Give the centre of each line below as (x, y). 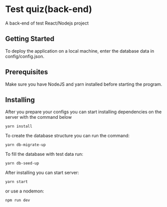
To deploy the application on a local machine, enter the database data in (80, 51)
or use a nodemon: (25, 191)
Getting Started (30, 39)
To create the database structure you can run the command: (67, 136)
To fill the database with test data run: (44, 154)
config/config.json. (25, 56)
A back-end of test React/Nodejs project (47, 23)
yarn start (17, 182)
